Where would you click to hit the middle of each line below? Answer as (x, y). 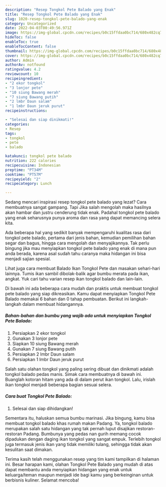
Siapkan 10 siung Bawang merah (45, 344)
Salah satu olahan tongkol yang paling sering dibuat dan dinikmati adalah (79, 369)
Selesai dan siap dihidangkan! (42, 408)
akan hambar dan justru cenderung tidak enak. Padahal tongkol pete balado (82, 212)
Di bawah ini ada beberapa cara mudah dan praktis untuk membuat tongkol (82, 288)
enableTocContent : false (31, 46)
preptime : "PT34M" (24, 170)
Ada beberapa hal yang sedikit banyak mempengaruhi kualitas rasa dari (78, 233)
